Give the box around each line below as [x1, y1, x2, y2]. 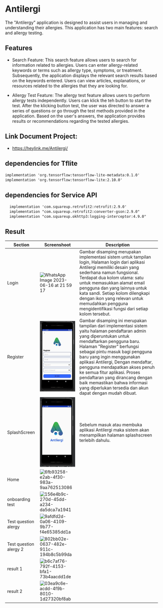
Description [105, 242, 130, 247]
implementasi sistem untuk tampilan [79, 254, 151, 260]
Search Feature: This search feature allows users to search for [12, 57, 137, 63]
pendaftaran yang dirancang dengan [79, 375, 153, 380]
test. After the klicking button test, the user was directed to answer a [12, 102, 149, 108]
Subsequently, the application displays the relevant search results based [12, 72, 157, 78]
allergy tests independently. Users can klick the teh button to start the [12, 97, 152, 103]
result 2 [7, 588, 23, 594]
